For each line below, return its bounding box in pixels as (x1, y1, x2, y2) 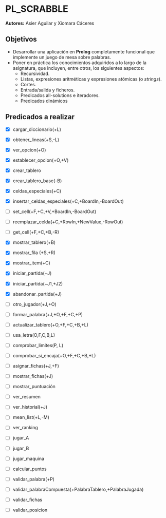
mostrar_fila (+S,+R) (12, 250, 56, 256)
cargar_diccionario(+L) (12, 126, 62, 132)
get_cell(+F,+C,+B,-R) (12, 229, 60, 235)
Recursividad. (20, 70, 50, 76)
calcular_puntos (12, 466, 47, 472)
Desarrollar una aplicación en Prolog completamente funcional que (12, 48, 155, 54)
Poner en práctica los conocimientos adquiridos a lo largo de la (12, 60, 146, 66)
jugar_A (12, 435, 29, 441)
